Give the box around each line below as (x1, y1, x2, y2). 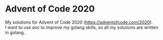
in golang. (5, 29, 25, 35)
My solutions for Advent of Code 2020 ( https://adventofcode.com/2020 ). (5, 19, 153, 25)
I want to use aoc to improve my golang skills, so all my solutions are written (5, 24, 159, 30)
